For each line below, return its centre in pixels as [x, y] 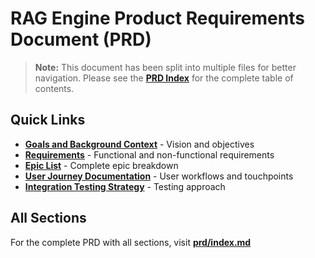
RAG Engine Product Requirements [157, 18]
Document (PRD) [81, 39]
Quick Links [48, 120]
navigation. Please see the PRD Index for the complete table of [164, 78]
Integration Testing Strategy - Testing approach [125, 186]
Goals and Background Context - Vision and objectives [139, 144]
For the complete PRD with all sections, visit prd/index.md [131, 242]
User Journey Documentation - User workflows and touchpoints [159, 176]
